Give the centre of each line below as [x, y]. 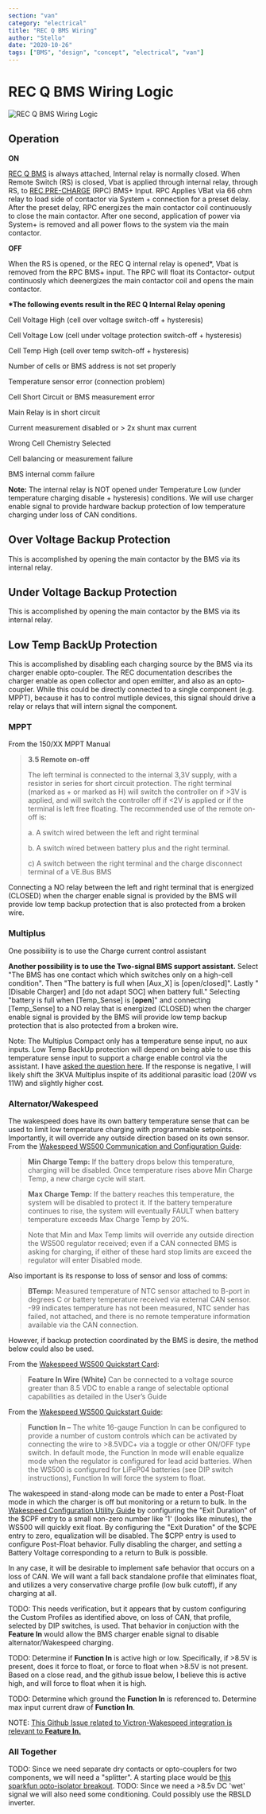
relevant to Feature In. [45, 1731]
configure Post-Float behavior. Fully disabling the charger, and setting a [125, 1544]
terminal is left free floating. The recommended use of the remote [135, 809]
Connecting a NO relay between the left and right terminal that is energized [131, 887]
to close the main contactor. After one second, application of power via [124, 216]
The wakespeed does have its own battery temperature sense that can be [129, 1121]
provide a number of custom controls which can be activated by [132, 1436]
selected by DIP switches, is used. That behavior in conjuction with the [124, 1626]
